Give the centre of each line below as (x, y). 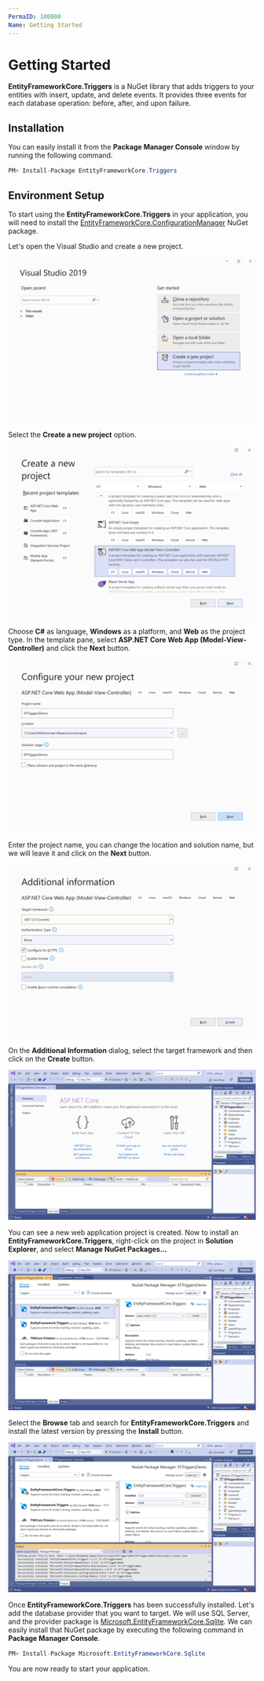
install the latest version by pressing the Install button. (96, 1432)
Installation (36, 128)
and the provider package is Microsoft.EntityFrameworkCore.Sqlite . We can (130, 1622)
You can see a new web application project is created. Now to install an (123, 1232)
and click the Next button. (88, 648)
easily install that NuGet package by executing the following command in (126, 1630)
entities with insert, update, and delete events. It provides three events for (128, 95)
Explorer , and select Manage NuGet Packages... (88, 1249)
